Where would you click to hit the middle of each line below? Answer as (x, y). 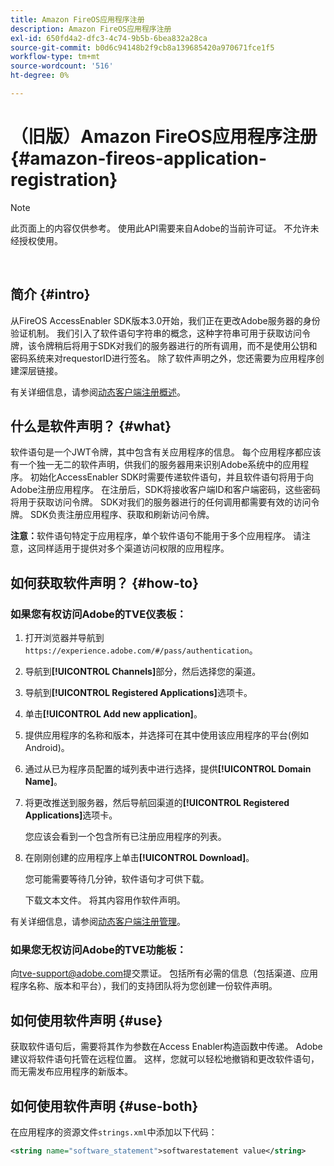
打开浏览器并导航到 (64, 638)
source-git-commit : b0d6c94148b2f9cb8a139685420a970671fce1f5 (142, 47)
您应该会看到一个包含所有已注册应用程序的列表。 (125, 837)
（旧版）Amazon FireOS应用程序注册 (164, 137)
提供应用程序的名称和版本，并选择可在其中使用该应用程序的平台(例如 (166, 735)
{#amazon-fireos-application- (139, 158)
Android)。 (47, 748)
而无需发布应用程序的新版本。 (71, 1072)
